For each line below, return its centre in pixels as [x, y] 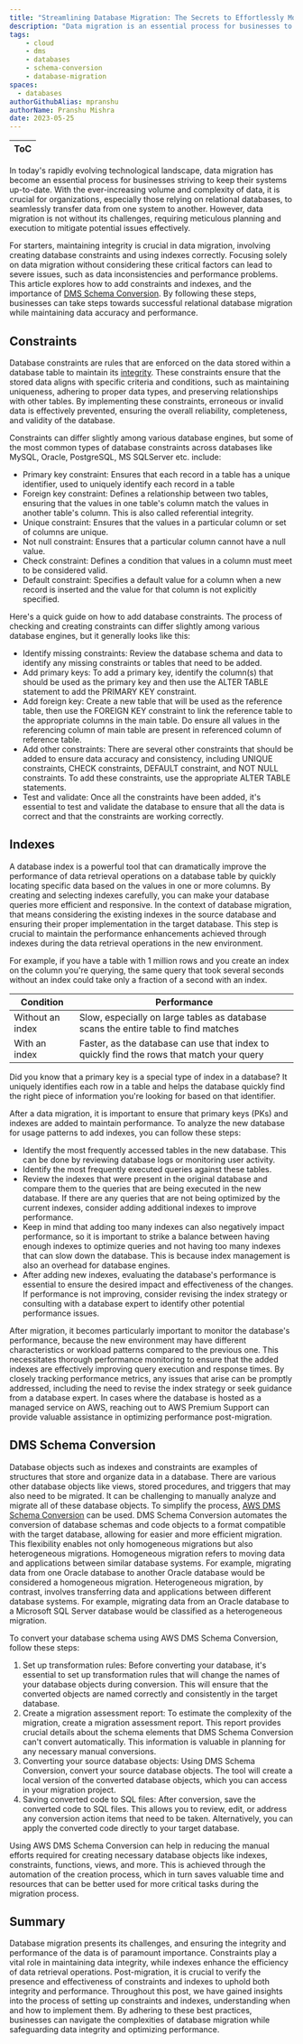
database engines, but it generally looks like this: [100, 635]
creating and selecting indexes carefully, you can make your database [139, 895]
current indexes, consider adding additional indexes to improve [139, 1207]
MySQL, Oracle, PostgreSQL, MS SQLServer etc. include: [115, 457]
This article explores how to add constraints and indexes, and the [131, 284]
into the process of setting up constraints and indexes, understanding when [150, 2001]
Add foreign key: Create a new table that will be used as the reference [152, 701]
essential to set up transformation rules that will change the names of [151, 1674]
